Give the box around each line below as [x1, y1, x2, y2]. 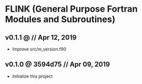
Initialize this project [12, 73, 53, 79]
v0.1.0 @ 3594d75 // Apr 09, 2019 [5, 60, 110, 69]
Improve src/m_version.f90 [12, 46, 67, 52]
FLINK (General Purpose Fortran [5, 3, 138, 15]
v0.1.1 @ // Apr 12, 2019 [5, 33, 77, 42]
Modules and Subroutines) [5, 14, 116, 25]
